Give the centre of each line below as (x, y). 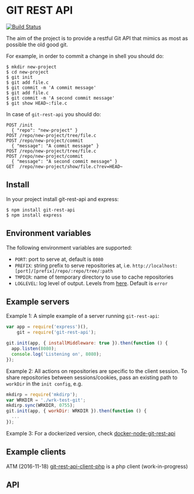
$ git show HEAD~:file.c (37, 103)
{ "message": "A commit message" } (55, 146)
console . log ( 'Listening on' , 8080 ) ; (56, 354)
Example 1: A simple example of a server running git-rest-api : (83, 316)
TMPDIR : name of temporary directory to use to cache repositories (94, 277)
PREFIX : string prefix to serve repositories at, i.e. (73, 265)
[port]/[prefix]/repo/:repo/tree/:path (64, 271)
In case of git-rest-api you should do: (54, 114)
